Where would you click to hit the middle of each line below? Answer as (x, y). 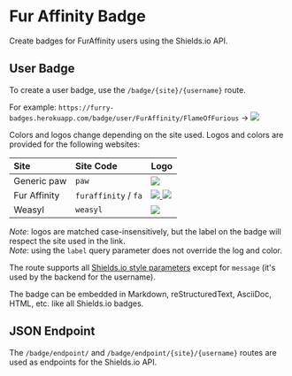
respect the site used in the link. (67, 241)
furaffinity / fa (109, 195)
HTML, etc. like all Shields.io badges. (77, 303)
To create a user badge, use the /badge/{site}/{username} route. (127, 89)
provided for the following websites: (75, 144)
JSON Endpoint (52, 331)
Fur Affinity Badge (77, 16)
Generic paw (40, 180)
